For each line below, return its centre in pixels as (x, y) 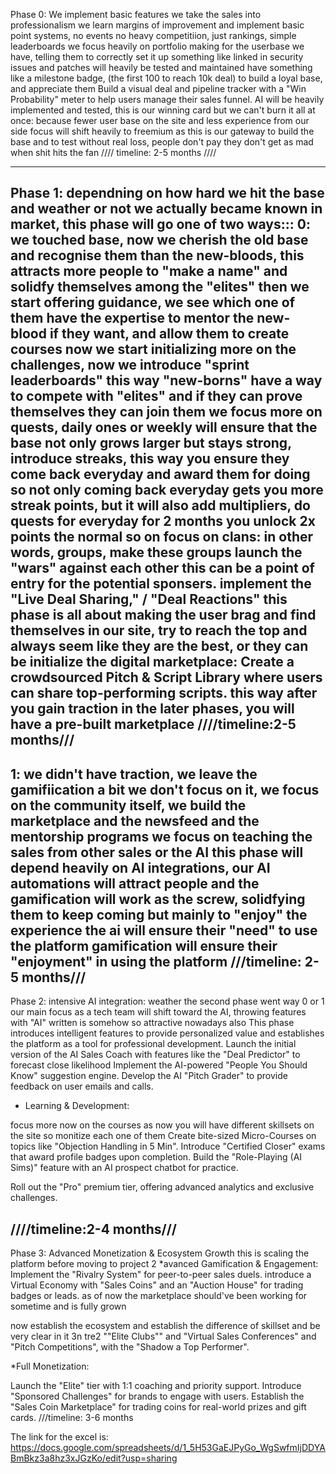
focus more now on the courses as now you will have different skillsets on (162, 1125)
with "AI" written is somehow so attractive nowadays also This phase (152, 1023)
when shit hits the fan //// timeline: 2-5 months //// (113, 152)
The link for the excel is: (59, 1437)
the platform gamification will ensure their (144, 945)
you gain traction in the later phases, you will (152, 709)
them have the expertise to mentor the (132, 318)
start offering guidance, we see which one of (153, 302)
